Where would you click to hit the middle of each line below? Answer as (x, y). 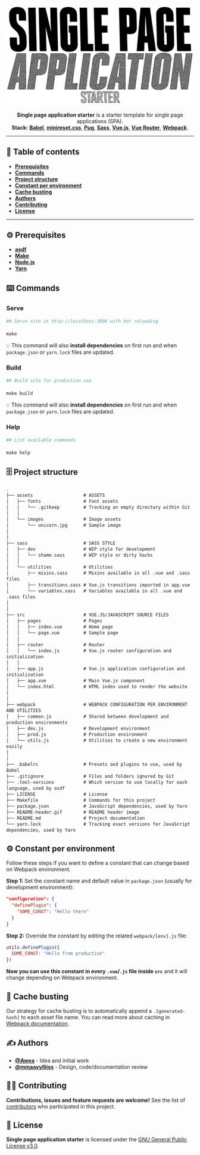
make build (20, 393)
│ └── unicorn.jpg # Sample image (63, 525)
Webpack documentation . (38, 1023)
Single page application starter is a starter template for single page (100, 115)
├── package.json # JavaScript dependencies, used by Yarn (97, 806)
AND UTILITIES (24, 711)
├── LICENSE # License (57, 795)
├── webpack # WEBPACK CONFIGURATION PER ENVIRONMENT (97, 705)
